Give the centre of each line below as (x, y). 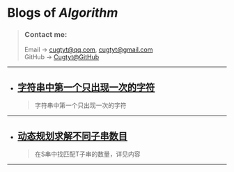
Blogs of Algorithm (63, 13)
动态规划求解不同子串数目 (72, 136)
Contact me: (46, 35)
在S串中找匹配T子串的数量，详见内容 (87, 154)
